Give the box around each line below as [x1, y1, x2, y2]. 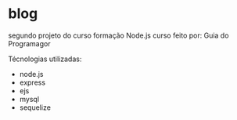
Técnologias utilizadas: [8, 54, 82, 64]
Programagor [8, 38, 51, 48]
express [19, 78, 45, 87]
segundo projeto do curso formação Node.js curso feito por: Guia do [8, 31, 229, 40]
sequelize [19, 103, 51, 112]
